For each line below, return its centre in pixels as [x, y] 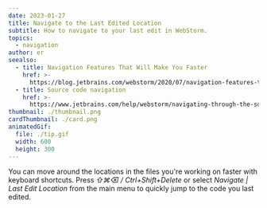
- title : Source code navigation [71, 90]
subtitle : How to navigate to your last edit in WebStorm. [108, 30]
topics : [21, 38]
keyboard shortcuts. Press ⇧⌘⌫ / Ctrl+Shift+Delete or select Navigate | [128, 180]
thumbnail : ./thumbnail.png [55, 112]
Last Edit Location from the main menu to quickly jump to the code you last [131, 189]
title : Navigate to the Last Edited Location [85, 23]
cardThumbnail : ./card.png [53, 120]
